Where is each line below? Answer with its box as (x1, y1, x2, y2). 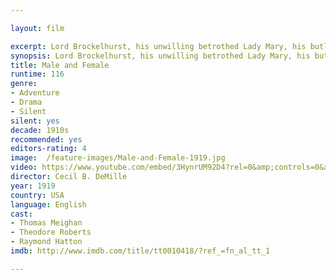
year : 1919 (10, 181, 56, 191)
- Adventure (10, 88, 60, 98)
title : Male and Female (10, 60, 110, 70)
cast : (10, 209, 33, 219)
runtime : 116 (10, 69, 65, 80)
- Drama (10, 97, 43, 107)
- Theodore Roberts (10, 227, 92, 238)
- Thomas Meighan (10, 218, 83, 228)
